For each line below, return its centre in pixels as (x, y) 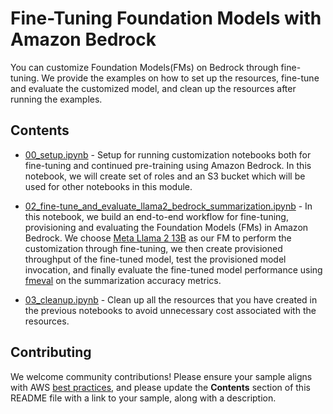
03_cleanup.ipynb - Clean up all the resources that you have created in (171, 299)
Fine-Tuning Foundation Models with (166, 18)
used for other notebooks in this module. (108, 186)
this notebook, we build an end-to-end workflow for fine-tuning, (156, 216)
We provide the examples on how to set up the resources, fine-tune (180, 78)
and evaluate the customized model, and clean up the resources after (153, 88)
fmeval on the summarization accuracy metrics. (123, 280)
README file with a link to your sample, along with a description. (143, 398)
